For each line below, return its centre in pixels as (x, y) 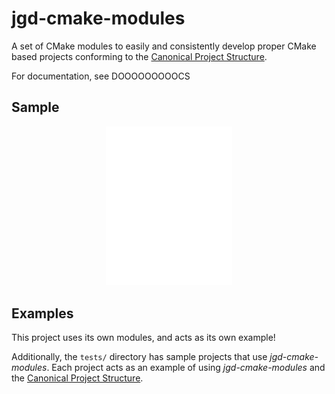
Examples (42, 313)
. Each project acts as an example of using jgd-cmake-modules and (186, 368)
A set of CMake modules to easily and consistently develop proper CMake (164, 46)
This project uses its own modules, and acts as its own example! (143, 338)
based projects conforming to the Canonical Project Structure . (139, 56)
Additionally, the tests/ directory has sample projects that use (139, 357)
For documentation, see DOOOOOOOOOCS (101, 76)
